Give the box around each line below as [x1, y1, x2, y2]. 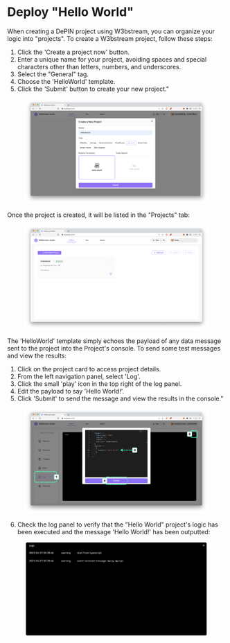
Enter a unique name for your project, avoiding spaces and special [17, 55, 207, 63]
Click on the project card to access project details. [17, 365, 161, 373]
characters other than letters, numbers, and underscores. [17, 62, 182, 71]
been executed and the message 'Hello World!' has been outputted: [17, 528, 211, 536]
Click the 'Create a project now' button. [17, 48, 130, 56]
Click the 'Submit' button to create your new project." [17, 85, 170, 93]
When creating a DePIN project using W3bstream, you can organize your [7, 27, 215, 35]
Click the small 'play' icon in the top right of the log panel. [17, 380, 182, 388]
